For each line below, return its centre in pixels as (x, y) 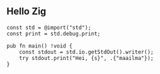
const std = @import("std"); (49, 27)
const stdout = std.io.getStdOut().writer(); (87, 52)
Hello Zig (27, 12)
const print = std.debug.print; (53, 34)
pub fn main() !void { (39, 46)
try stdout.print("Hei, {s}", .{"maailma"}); (87, 58)
